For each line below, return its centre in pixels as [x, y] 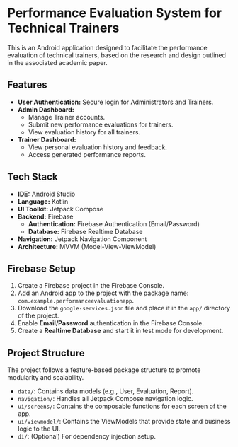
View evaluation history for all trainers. [84, 132]
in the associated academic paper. [57, 62]
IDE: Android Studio [46, 194]
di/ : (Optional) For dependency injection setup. [86, 436]
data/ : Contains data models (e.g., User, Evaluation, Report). [106, 391]
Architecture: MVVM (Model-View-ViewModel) [87, 246]
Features [27, 85]
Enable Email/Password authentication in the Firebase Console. [110, 323]
